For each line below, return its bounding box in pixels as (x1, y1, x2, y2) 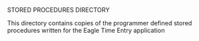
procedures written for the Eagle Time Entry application (7, 27, 165, 34)
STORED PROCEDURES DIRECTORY (7, 6, 110, 14)
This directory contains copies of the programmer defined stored (7, 19, 192, 27)
